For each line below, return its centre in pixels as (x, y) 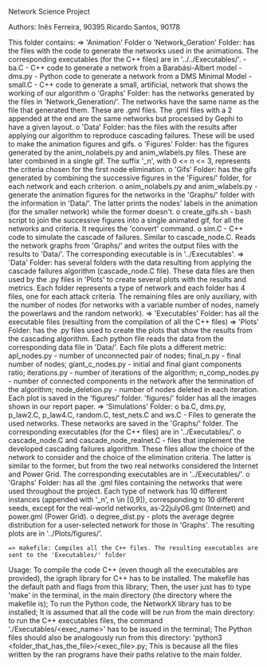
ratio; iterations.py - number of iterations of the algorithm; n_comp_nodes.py (134, 373)
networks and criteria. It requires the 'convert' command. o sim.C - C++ (126, 229)
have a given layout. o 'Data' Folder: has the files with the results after (123, 127)
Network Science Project (49, 12)
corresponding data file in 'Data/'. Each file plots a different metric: (118, 347)
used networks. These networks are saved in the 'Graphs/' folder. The (124, 423)
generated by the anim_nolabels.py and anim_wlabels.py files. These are (128, 152)
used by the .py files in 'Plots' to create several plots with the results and (128, 279)
